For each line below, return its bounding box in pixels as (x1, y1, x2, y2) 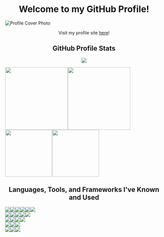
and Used (68, 193, 99, 202)
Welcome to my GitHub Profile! (18, 3, 149, 15)
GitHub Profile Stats (52, 44, 116, 53)
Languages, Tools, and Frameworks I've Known (8, 185, 159, 194)
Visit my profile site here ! (58, 29, 110, 35)
